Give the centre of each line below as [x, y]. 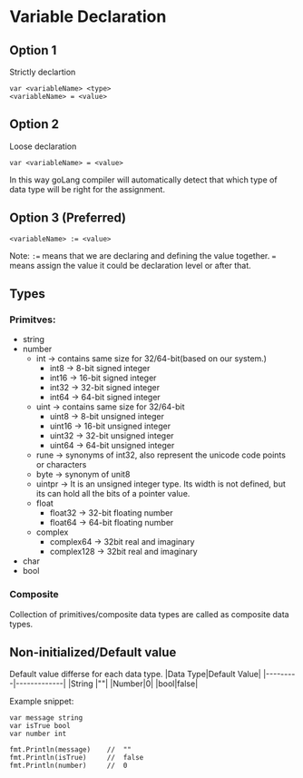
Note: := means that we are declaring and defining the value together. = [143, 255]
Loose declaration [43, 146]
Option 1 [33, 50]
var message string [46, 718]
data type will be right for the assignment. [88, 189]
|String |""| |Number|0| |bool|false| [133, 684]
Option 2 [34, 124]
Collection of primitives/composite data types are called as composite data [149, 614]
